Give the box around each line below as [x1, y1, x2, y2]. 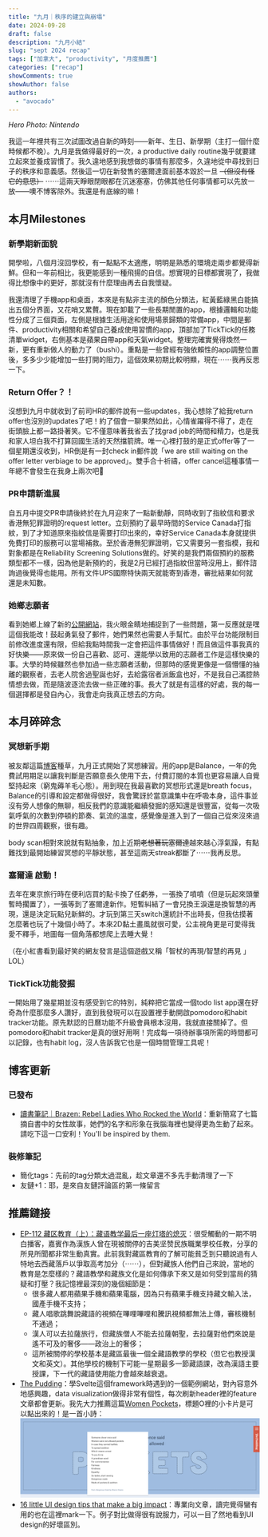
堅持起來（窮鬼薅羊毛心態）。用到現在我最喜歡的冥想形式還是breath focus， [8, 780, 257, 790]
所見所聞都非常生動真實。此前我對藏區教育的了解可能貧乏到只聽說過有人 [19, 1249, 258, 1259]
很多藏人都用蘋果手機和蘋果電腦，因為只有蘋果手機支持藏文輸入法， [31, 1289, 256, 1299]
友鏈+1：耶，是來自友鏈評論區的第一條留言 [19, 1181, 161, 1190]
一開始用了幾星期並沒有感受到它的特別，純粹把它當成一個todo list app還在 [8, 997, 252, 1007]
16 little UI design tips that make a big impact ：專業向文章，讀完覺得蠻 [19, 1499, 251, 1509]
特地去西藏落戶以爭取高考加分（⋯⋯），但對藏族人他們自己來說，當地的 [19, 1259, 254, 1268]
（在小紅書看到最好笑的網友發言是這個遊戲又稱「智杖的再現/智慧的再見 [8, 946, 242, 955]
